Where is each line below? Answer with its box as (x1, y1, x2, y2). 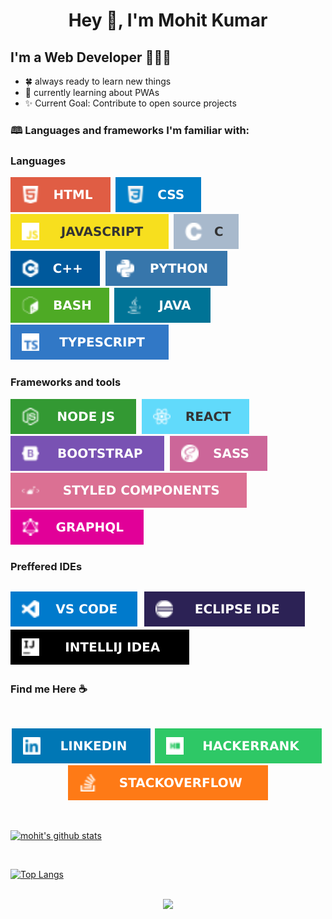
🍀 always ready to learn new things (24, 75, 172, 87)
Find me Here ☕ (10, 682, 88, 696)
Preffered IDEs (10, 560, 83, 574)
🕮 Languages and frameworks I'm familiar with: (10, 123, 250, 137)
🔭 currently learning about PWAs (24, 87, 160, 98)
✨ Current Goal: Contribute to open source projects (24, 97, 237, 109)
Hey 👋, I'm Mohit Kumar (68, 9, 268, 32)
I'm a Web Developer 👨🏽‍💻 (10, 49, 172, 66)
